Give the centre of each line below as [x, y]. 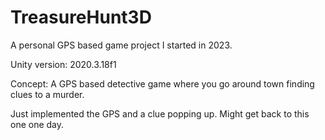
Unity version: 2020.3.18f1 [63, 64]
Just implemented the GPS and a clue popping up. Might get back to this [160, 113]
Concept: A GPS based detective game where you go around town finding [162, 83]
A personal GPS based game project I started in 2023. [121, 45]
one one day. [37, 124]
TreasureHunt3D [81, 17]
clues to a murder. [47, 94]
